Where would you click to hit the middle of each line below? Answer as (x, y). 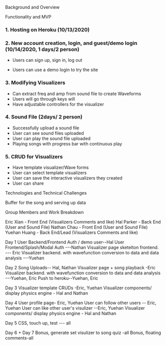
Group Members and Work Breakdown (44, 212)
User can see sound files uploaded (48, 133)
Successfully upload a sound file (46, 128)
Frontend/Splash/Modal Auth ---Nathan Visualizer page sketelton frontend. (82, 247)
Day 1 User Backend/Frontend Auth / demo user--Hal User (65, 242)
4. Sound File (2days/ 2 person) (44, 117)
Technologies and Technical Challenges (46, 193)
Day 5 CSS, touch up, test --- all (38, 323)
